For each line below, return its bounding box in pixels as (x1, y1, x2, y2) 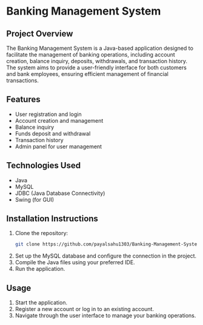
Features (6, 94, 41, 104)
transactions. (6, 77, 39, 84)
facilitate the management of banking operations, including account (6, 51, 176, 58)
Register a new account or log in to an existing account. (15, 306, 155, 313)
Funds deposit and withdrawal (15, 129, 91, 137)
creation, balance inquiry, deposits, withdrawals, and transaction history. (6, 58, 188, 64)
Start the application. (15, 299, 68, 306)
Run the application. (15, 265, 65, 273)
